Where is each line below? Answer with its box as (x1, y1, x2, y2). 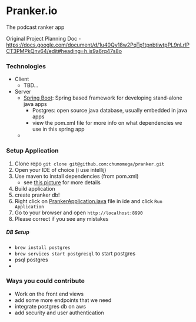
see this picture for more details (23, 178, 101, 186)
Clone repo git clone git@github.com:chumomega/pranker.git (14, 160, 165, 167)
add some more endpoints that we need (14, 296, 112, 304)
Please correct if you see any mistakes (14, 215, 109, 222)
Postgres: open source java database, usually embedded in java (32, 107, 187, 114)
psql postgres (14, 256, 48, 263)
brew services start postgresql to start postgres (14, 250, 136, 257)
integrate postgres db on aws (14, 303, 87, 310)
